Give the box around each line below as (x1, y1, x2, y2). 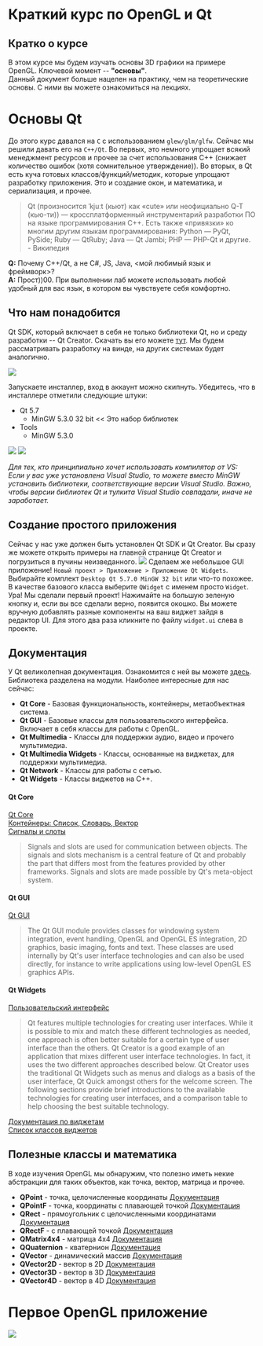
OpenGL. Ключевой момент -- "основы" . (8, 66, 148, 75)
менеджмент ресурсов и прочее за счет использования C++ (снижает (8, 152, 247, 162)
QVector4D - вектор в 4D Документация (19, 1275, 156, 1285)
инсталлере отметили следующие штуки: (8, 391, 148, 400)
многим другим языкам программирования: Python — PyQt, (27, 226, 232, 236)
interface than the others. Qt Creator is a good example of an (27, 1043, 225, 1052)
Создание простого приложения (8, 519, 177, 532)
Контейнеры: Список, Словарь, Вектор (8, 818, 139, 827)
